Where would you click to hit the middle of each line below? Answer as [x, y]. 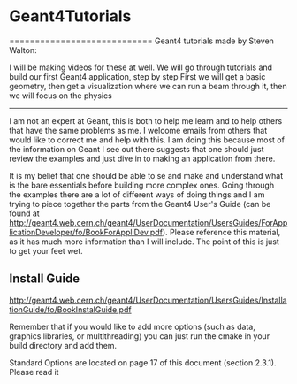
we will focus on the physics [61, 96]
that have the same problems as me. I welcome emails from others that [138, 130]
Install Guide [45, 279]
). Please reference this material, [221, 232]
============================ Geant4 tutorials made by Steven [141, 41]
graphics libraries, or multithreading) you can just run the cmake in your [140, 336]
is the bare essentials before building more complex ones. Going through [142, 185]
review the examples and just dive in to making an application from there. [142, 158]
